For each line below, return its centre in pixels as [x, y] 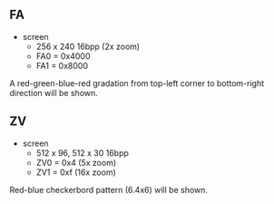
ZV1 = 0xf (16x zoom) [76, 172]
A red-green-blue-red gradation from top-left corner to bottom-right [137, 83]
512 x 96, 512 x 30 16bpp [83, 152]
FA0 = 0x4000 [63, 56]
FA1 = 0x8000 [62, 65]
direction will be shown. [54, 92]
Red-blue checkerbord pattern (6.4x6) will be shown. [109, 189]
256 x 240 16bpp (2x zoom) [88, 46]
